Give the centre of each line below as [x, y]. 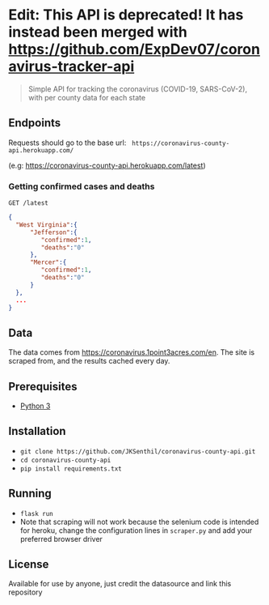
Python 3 [35, 406]
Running [30, 494]
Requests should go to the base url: [67, 143]
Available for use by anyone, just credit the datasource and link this [120, 584]
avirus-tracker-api [71, 67]
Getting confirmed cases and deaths [82, 186]
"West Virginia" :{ [47, 224]
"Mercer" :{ [48, 262]
